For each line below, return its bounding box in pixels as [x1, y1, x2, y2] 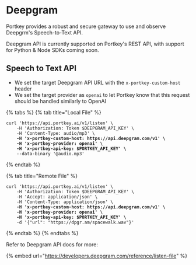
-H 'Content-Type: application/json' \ [16, 199, 114, 205]
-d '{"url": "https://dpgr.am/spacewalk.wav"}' [16, 219, 134, 225]
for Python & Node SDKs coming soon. [6, 46, 99, 53]
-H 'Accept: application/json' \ [16, 194, 98, 200]
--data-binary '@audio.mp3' [16, 151, 85, 156]
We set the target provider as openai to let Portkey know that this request [14, 91, 190, 98]
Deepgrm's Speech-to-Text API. [6, 29, 83, 36]
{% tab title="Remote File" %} [6, 172, 78, 179]
